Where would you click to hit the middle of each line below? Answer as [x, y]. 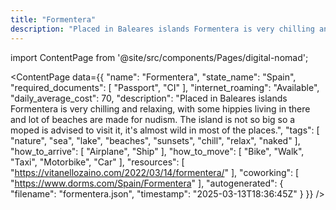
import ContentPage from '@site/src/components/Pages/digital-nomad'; [159, 57]
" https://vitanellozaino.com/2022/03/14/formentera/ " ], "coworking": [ [155, 172]
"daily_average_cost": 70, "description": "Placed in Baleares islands [149, 98]
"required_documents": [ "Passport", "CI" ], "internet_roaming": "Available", [165, 87]
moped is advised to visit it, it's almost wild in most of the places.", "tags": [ [165, 130]
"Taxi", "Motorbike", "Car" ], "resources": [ [97, 162]
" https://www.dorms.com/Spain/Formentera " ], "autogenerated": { [147, 183]
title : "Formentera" [53, 19]
